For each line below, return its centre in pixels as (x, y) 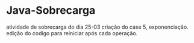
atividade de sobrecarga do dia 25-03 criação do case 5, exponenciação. (97, 27)
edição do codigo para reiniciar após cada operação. (72, 33)
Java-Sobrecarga (51, 10)
